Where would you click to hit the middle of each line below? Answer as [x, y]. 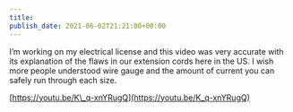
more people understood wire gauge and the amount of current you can [142, 70]
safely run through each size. [63, 80]
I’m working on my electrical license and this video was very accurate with [146, 51]
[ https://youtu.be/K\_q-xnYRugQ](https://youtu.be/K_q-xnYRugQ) [130, 97]
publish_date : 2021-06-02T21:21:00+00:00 [88, 26]
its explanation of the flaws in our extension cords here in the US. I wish [142, 61]
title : [22, 17]
